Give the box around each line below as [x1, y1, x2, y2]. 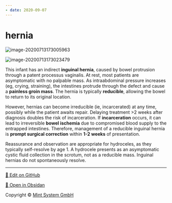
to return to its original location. [5, 93, 72, 100]
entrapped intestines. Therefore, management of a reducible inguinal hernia [5, 125, 165, 131]
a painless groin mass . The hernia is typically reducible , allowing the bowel [5, 88, 165, 94]
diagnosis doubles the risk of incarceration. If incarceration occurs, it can [5, 114, 161, 120]
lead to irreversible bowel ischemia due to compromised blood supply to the [5, 120, 167, 126]
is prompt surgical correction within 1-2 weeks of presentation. [5, 131, 140, 137]
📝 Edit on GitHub [5, 172, 40, 178]
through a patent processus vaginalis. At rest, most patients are [5, 72, 139, 78]
